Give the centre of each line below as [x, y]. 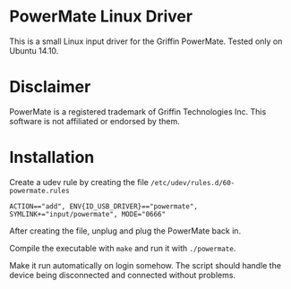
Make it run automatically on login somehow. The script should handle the [145, 265]
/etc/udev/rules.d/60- [193, 183]
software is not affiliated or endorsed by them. [95, 121]
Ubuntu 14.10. [34, 50]
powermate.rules [39, 191]
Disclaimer [50, 87]
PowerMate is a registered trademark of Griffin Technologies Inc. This [138, 111]
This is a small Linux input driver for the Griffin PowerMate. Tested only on [146, 41]
